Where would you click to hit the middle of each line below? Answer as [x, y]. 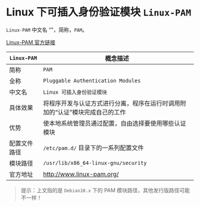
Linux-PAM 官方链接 [31, 42]
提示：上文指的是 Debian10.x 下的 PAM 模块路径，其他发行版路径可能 [105, 190]
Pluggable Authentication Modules [92, 80]
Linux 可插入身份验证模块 [75, 92]
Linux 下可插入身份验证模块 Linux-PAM [99, 12]
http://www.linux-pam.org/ [81, 174]
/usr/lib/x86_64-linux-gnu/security [95, 163]
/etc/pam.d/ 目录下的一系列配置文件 [93, 148]
